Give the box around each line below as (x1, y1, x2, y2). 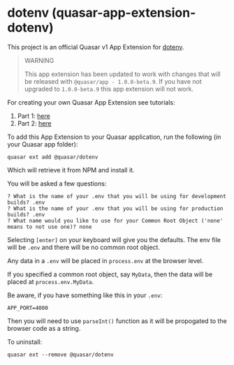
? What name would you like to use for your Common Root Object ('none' (7, 217, 224, 224)
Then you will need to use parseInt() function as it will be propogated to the (7, 316, 227, 325)
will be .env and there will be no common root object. (7, 243, 161, 251)
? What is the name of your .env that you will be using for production (7, 204, 224, 212)
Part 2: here (17, 119, 52, 127)
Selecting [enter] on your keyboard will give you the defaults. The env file (7, 235, 221, 244)
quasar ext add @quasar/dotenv (7, 154, 98, 161)
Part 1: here (17, 112, 50, 120)
